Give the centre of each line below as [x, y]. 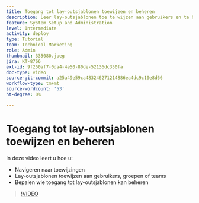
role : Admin [21, 50]
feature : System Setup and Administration [59, 23]
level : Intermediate [32, 28]
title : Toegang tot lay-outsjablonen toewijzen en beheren [81, 12]
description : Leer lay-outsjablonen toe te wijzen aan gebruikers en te [98, 17]
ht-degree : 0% [24, 94]
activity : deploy [28, 34]
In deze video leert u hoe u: [39, 158]
